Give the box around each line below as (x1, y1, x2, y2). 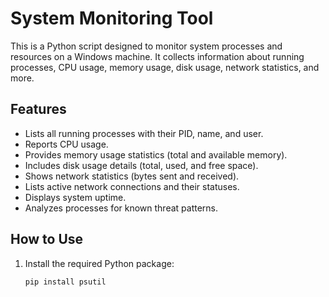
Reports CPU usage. (24, 138, 109, 150)
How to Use (10, 231, 84, 248)
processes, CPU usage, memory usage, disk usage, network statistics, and (10, 61, 320, 73)
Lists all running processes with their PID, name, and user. (24, 127, 264, 139)
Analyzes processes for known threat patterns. (24, 202, 219, 214)
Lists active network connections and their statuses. (24, 180, 240, 192)
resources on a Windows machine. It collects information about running (10, 50, 305, 62)
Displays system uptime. (24, 191, 127, 203)
